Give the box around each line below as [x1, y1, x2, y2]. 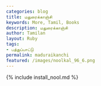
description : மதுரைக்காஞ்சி [6, 25, 68, 31]
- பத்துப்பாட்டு [6, 47, 34, 53]
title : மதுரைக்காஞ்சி [6, 14, 53, 20]
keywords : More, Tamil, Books [6, 19, 80, 25]
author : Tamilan [6, 30, 46, 36]
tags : [6, 42, 19, 47]
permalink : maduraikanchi [6, 52, 69, 58]
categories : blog [6, 8, 48, 15]
